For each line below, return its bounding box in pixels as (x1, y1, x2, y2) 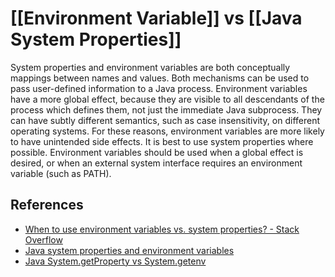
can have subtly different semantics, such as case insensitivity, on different (10, 114, 321, 126)
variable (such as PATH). (10, 167, 112, 179)
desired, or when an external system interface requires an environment (10, 157, 303, 169)
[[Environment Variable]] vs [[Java (10, 7, 303, 30)
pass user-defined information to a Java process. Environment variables (10, 82, 308, 94)
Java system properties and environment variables (24, 244, 235, 256)
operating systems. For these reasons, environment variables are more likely (10, 125, 325, 137)
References (10, 197, 84, 214)
